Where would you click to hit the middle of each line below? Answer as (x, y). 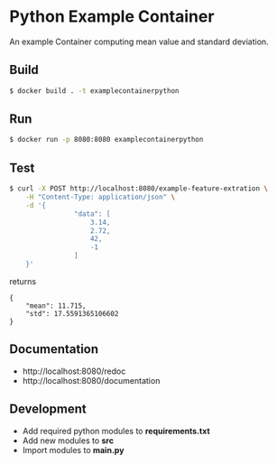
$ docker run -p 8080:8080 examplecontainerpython (106, 140)
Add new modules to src (68, 441)
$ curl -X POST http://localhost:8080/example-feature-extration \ (139, 189)
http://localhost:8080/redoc (74, 371)
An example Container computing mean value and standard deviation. (139, 42)
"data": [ (92, 214)
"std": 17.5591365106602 (72, 313)
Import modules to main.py (73, 450)
